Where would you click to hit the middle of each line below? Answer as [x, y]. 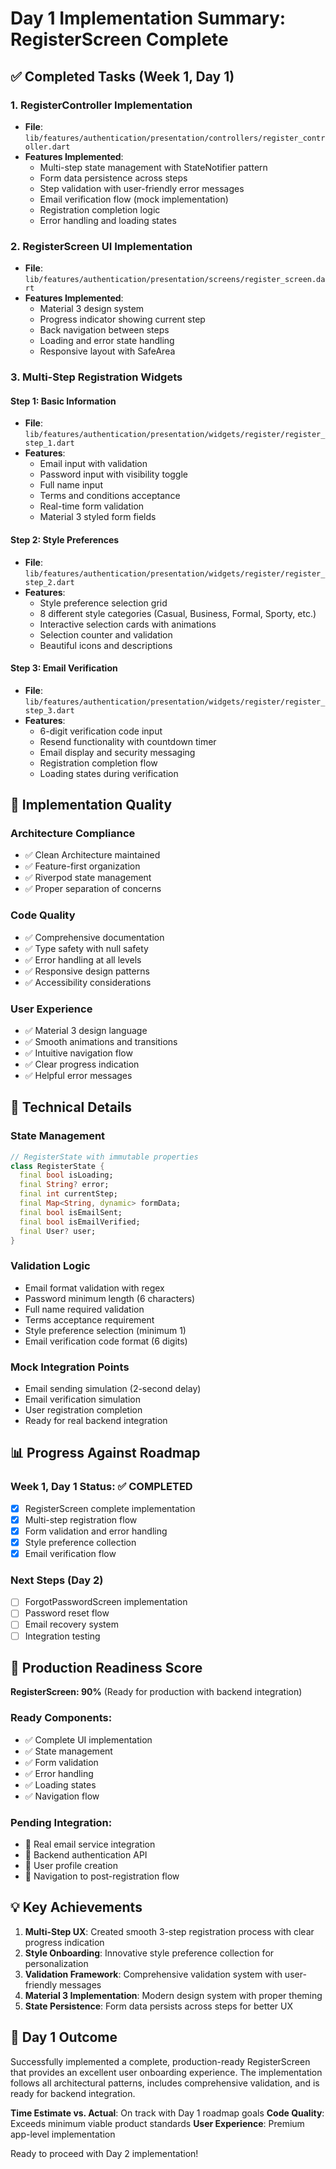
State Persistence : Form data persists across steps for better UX [158, 2006]
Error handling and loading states [108, 220]
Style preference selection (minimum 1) [105, 1330]
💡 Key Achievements [76, 1907]
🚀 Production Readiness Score [106, 1667]
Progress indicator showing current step [122, 319]
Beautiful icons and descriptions [106, 645]
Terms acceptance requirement [89, 1319]
